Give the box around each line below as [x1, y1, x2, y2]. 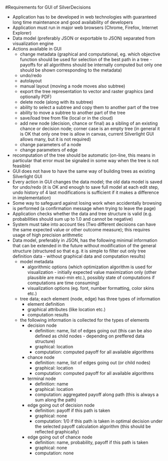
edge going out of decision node [27, 402, 95, 408]
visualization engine [12, 41, 54, 47]
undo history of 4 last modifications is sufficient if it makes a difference [12, 190, 159, 195]
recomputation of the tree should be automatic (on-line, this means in [12, 152, 156, 158]
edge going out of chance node [27, 434, 92, 440]
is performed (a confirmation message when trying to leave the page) [12, 205, 156, 211]
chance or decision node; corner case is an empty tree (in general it [19, 126, 160, 132]
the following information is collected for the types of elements [19, 317, 149, 323]
